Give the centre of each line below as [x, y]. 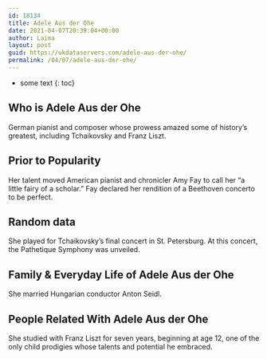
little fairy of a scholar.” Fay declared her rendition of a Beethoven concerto [132, 188]
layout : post [30, 45]
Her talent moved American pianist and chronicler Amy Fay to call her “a [127, 179]
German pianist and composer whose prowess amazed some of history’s [128, 127]
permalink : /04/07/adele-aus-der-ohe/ [73, 61]
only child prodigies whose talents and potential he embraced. [110, 346]
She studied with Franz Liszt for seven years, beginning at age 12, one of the [134, 338]
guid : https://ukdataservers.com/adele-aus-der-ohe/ [98, 53]
